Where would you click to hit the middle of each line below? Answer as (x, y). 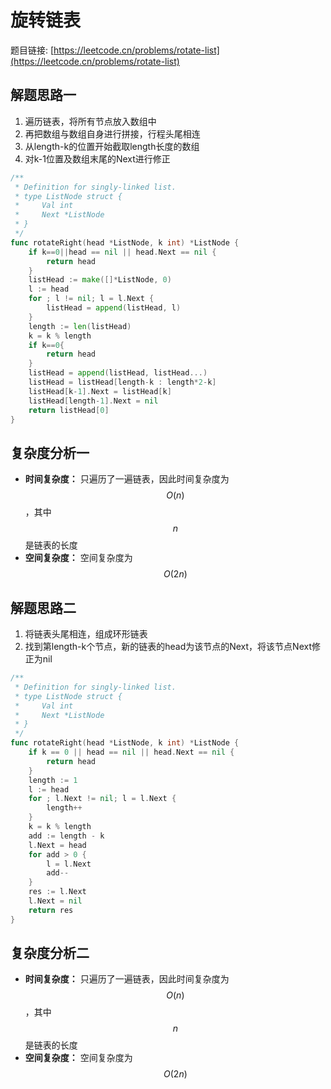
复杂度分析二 (50, 953)
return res (51, 910)
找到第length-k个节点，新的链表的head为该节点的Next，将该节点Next (168, 646)
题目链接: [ (32, 50)
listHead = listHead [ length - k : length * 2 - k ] (122, 382)
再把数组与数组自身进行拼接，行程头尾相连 (112, 133)
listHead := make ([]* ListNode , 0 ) (100, 280)
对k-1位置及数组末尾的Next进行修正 (97, 158)
